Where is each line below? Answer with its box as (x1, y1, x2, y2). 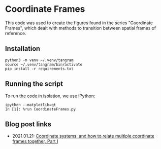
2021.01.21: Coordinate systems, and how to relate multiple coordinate (12, 133, 155, 139)
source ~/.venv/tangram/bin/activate (5, 62, 83, 67)
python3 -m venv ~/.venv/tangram (5, 58, 74, 63)
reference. (5, 30, 26, 36)
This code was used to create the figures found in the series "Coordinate (5, 20, 153, 26)
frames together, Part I (12, 138, 58, 144)
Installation (5, 44, 40, 53)
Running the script (5, 80, 63, 88)
